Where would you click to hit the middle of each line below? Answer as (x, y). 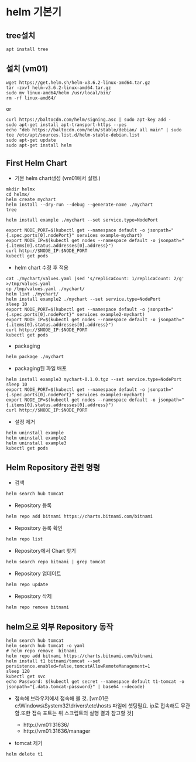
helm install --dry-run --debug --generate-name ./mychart (80, 205)
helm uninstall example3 (36, 443)
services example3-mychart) (111, 394)
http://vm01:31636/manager (57, 731)
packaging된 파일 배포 (41, 368)
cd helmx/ (18, 194)
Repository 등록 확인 (39, 528)
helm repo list (25, 539)
